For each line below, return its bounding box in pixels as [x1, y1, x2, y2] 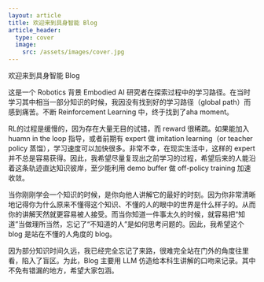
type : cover [15, 33, 55, 42]
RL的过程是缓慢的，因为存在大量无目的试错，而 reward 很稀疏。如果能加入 [8, 124, 250, 133]
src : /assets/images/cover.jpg [22, 48, 125, 56]
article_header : [8, 26, 61, 34]
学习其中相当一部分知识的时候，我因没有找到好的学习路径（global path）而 [8, 98, 251, 106]
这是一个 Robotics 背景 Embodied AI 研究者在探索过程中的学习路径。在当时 [8, 87, 251, 97]
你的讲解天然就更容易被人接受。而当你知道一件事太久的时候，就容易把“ [8, 210, 239, 219]
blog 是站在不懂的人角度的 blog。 [8, 229, 116, 239]
